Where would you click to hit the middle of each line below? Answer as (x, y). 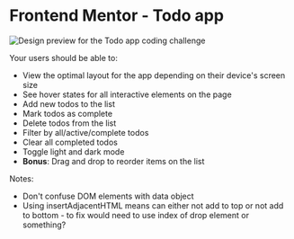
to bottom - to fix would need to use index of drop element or (136, 215)
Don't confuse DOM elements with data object (108, 196)
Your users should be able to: (64, 58)
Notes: (22, 178)
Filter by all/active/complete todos (85, 132)
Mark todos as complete (67, 113)
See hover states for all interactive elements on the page (127, 94)
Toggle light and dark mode (73, 151)
